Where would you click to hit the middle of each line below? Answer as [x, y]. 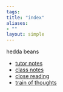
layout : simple [25, 34]
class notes [29, 70]
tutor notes [29, 64]
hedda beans [23, 51]
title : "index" [25, 18]
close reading [32, 76]
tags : [13, 12]
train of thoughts [36, 83]
